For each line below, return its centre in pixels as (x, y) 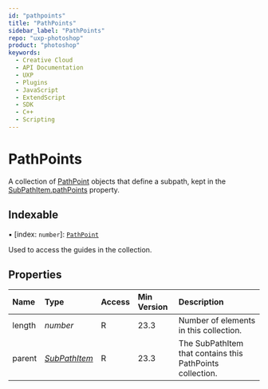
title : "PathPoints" (43, 23)
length (24, 326)
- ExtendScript (41, 97)
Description (201, 302)
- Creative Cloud (44, 61)
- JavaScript (37, 90)
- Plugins (32, 82)
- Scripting (35, 120)
